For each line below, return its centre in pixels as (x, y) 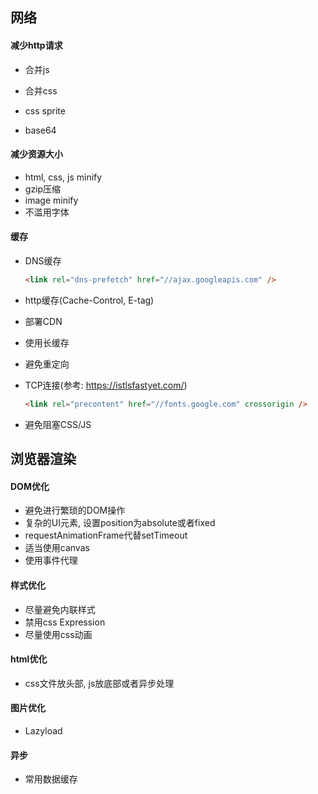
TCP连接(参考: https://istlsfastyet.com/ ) (106, 385)
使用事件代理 (51, 560)
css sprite (45, 110)
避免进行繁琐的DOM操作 (75, 510)
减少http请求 (36, 45)
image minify (51, 200)
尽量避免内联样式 (60, 609)
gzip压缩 (43, 189)
